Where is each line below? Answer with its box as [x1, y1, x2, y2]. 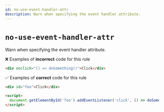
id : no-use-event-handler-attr [5, 7, 69, 12]
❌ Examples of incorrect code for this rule [5, 56, 90, 62]
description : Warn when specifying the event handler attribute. [5, 12, 141, 17]
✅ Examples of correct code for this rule [5, 75, 87, 81]
